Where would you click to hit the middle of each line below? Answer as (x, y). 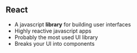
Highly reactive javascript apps (53, 31)
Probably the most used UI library (56, 37)
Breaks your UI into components (54, 43)
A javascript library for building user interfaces (72, 24)
